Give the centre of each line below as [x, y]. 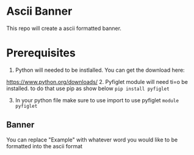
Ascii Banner [39, 11]
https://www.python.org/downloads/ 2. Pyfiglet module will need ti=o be [97, 81]
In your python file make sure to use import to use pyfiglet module [97, 100]
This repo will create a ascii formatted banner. [64, 28]
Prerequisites [41, 53]
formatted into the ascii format [45, 146]
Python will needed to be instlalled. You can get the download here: [100, 70]
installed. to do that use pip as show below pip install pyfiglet [88, 88]
